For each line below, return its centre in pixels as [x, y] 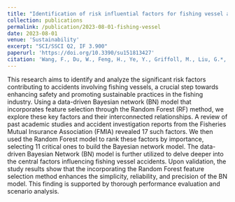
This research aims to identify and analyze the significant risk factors [107, 79]
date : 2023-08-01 [33, 33]
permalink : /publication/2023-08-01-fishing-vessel [84, 27]
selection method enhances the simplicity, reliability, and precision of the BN [117, 176]
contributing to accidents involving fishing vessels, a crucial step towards [113, 87]
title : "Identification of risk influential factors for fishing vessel [115, 14]
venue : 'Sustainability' [43, 40]
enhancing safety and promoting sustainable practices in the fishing [105, 94]
